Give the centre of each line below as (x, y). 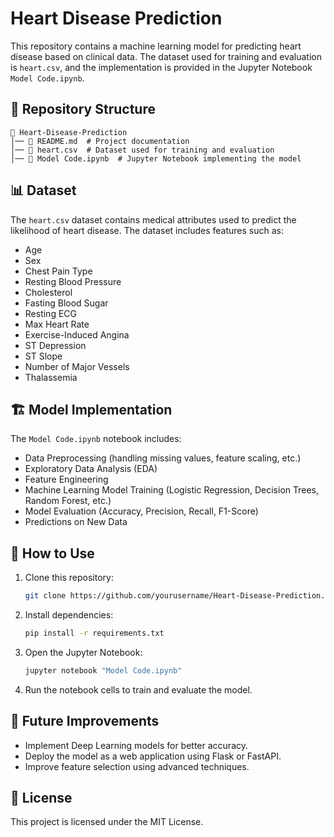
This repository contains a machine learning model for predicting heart (156, 46)
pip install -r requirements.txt (94, 633)
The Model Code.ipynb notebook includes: (96, 439)
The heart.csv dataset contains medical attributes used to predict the (153, 219)
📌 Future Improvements (85, 721)
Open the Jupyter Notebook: (83, 652)
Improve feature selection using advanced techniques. (137, 766)
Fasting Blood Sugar (66, 303)
